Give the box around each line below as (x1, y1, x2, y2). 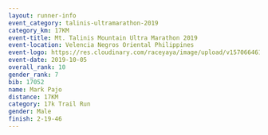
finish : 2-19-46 (8, 115, 62, 123)
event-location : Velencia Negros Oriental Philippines (8, 41, 195, 49)
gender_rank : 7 (8, 71, 59, 79)
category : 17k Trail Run (8, 100, 91, 108)
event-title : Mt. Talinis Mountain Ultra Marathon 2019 (8, 33, 198, 42)
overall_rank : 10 (8, 64, 66, 71)
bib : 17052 (8, 78, 45, 86)
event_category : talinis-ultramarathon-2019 (8, 19, 159, 27)
